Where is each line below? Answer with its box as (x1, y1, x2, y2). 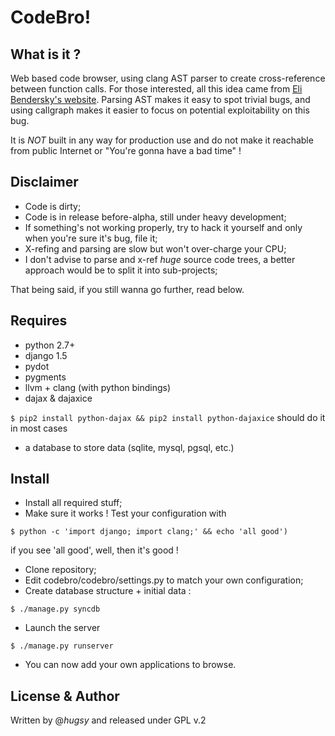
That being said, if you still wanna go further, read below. (10, 283, 245, 295)
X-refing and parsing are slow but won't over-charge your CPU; (24, 242, 287, 255)
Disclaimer (10, 174, 79, 191)
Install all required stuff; (24, 497, 123, 509)
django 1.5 (24, 349, 68, 361)
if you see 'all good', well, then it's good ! (10, 544, 179, 556)
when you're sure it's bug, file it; (24, 232, 158, 244)
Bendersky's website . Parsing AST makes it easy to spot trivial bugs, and (10, 94, 311, 105)
